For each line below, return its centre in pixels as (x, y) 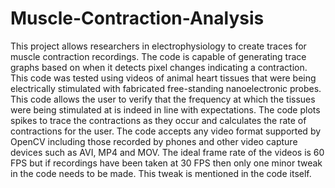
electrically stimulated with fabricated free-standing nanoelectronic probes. (166, 88)
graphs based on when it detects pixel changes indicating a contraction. (159, 67)
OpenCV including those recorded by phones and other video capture (154, 141)
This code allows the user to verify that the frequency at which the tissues (163, 99)
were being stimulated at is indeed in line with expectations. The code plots (165, 109)
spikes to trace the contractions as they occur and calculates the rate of (158, 120)
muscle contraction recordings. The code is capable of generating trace (158, 56)
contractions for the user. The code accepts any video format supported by (166, 131)
